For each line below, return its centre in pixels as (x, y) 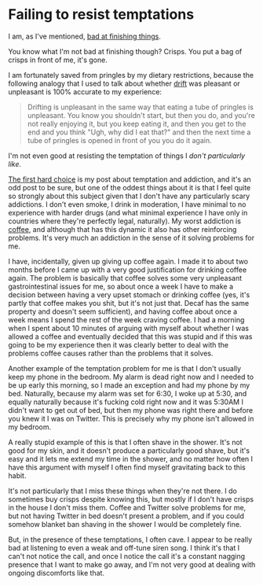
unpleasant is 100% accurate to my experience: (85, 91)
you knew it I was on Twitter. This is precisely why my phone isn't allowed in (131, 418)
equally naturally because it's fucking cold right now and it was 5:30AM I (126, 402)
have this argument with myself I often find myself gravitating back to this (127, 467)
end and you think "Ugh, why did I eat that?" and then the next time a (139, 132)
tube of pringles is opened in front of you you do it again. (119, 140)
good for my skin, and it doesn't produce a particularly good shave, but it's (129, 451)
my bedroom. (30, 427)
